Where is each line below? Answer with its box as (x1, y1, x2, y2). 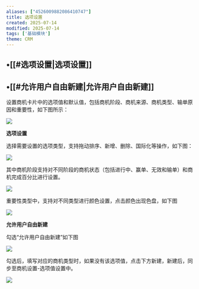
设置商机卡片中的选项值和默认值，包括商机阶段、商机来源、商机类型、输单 (6, 99, 188, 106)
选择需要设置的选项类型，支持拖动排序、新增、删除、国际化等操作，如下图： (6, 142, 193, 150)
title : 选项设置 (6, 14, 43, 20)
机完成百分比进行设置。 (6, 173, 63, 181)
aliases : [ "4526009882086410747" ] (6, 8, 92, 15)
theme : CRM (6, 36, 33, 42)
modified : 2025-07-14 (6, 25, 60, 31)
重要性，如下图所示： (16, 106, 69, 113)
